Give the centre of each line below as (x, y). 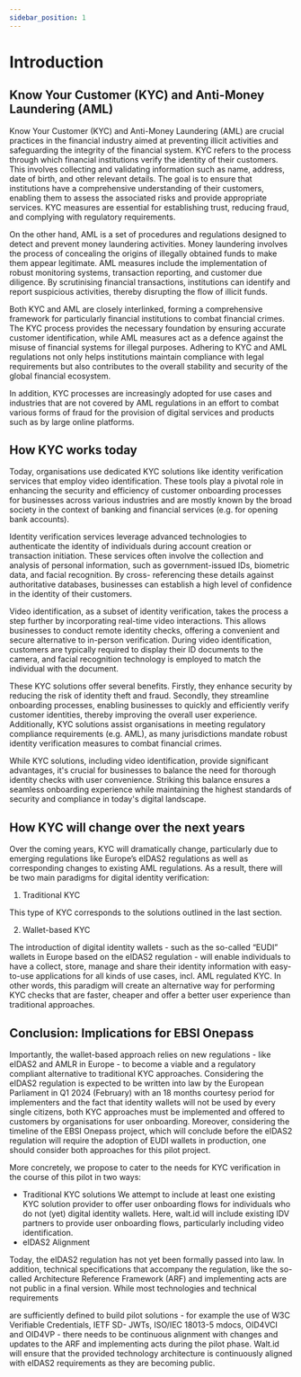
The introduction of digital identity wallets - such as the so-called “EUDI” (144, 947)
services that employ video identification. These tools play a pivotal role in (146, 481)
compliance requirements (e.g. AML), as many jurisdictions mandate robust (148, 734)
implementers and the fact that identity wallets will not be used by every (142, 1103)
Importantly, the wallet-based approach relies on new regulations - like (140, 1055)
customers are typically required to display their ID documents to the (136, 650)
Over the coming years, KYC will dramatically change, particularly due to (144, 849)
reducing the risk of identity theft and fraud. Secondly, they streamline (139, 696)
